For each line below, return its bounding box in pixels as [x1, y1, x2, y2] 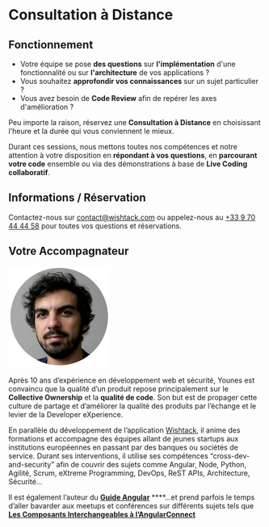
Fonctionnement [8, 38, 94, 52]
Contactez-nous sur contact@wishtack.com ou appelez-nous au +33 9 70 [8, 212, 256, 222]
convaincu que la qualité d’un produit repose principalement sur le [8, 383, 229, 393]
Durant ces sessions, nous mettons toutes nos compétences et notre [8, 142, 238, 151]
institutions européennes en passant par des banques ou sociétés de [8, 442, 238, 452]
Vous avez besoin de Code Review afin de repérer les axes [19, 94, 217, 102]
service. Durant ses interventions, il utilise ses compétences [8, 450, 208, 461]
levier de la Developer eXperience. [8, 409, 124, 419]
